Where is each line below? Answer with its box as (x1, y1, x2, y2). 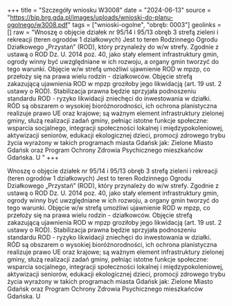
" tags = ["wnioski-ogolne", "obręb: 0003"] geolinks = (67, 21, 222, 28)
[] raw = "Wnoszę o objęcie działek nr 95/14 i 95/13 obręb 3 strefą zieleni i (7, 28, 219, 36)
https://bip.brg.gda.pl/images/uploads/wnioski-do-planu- (10, 13, 174, 22)
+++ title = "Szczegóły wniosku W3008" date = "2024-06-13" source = (7, 6, 211, 14)
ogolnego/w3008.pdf (7, 21, 68, 28)
